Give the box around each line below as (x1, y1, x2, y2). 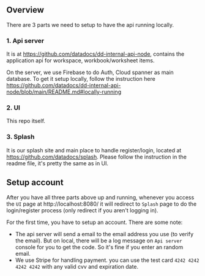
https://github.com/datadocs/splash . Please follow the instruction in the (6, 153, 187, 160)
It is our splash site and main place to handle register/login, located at (6, 146, 182, 154)
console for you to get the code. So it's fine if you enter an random (15, 243, 184, 250)
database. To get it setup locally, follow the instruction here (6, 75, 156, 83)
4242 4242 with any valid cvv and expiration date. (15, 263, 139, 270)
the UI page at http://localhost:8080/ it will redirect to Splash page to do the (6, 200, 197, 207)
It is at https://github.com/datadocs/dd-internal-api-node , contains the (6, 50, 185, 58)
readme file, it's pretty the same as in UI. (6, 159, 109, 167)
